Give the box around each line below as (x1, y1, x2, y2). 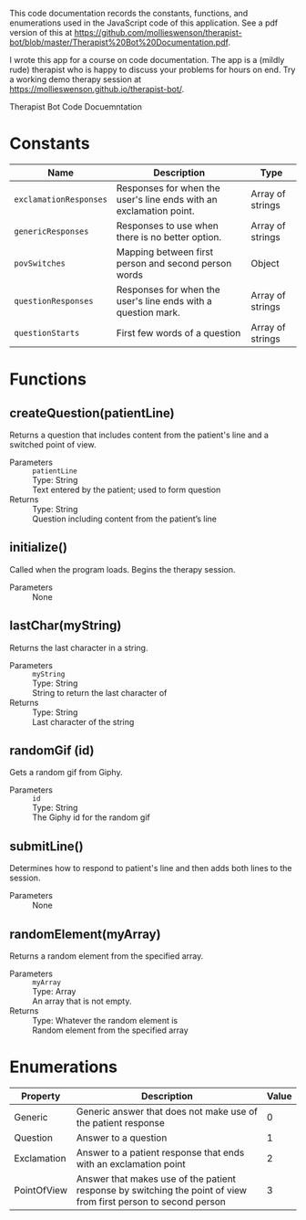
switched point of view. (9, 438, 97, 450)
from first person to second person (76, 1195, 226, 1208)
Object (250, 257, 280, 269)
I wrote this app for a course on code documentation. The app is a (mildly (9, 55, 285, 65)
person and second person (116, 257, 232, 269)
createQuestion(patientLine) (9, 405, 175, 421)
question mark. (116, 306, 180, 319)
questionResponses (14, 296, 94, 306)
